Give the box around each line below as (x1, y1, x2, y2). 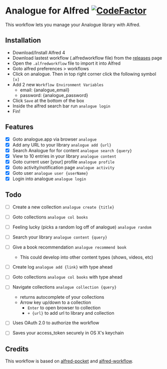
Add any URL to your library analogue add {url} (12, 142, 112, 148)
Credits (5, 344, 29, 353)
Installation (5, 36, 41, 45)
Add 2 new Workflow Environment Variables (12, 81, 104, 87)
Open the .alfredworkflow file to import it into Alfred (12, 60, 121, 66)
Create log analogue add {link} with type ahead (12, 264, 113, 270)
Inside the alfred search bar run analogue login (12, 103, 110, 109)
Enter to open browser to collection (27, 305, 101, 311)
